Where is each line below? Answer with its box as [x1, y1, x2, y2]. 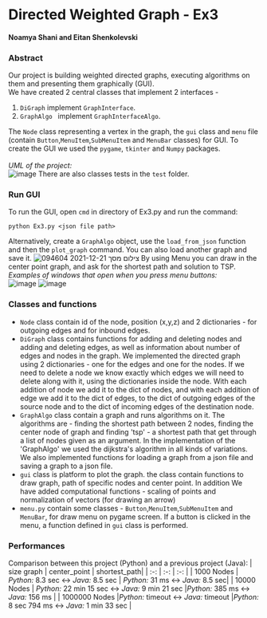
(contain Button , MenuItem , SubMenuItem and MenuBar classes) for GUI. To [8, 136, 239, 145]
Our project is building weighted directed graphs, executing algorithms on [8, 70, 250, 81]
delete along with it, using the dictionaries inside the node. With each [19, 376, 247, 386]
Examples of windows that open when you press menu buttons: [8, 270, 218, 280]
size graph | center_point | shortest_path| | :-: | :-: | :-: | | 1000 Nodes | [8, 566, 239, 576]
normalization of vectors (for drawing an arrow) [19, 494, 176, 504]
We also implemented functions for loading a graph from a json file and [19, 452, 253, 462]
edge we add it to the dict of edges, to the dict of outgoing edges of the [19, 393, 256, 403]
